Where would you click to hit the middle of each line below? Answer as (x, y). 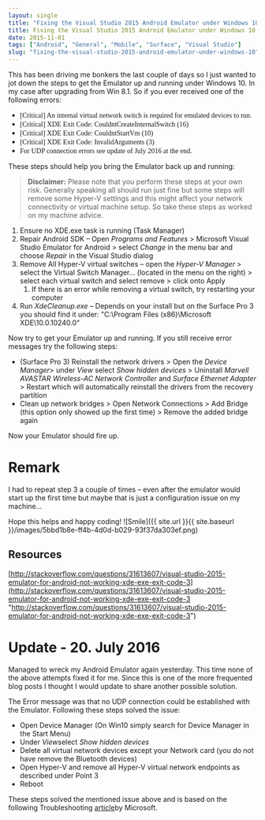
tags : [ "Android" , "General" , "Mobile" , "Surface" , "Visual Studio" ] (125, 45)
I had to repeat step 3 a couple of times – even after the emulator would (124, 489)
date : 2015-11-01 (37, 37)
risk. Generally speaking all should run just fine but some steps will (136, 190)
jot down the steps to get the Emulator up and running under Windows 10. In (132, 83)
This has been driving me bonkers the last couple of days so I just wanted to (132, 75)
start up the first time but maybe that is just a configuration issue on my (124, 497)
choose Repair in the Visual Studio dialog (86, 256)
